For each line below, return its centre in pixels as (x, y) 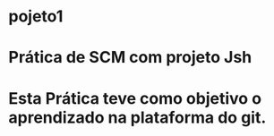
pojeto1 (36, 17)
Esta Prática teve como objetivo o (135, 98)
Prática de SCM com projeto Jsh (130, 58)
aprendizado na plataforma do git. (137, 117)
